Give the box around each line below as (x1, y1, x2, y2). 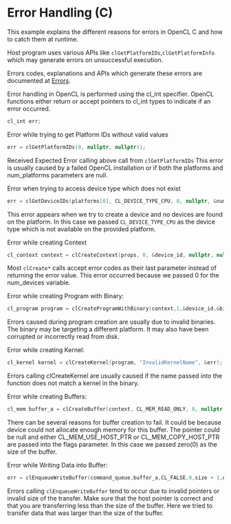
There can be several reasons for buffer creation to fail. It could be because (7, 418, 221, 427)
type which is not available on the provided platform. (7, 224, 156, 233)
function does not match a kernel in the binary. (7, 379, 140, 387)
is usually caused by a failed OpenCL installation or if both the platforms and (7, 164, 223, 172)
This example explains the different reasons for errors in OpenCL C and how (7, 28, 223, 36)
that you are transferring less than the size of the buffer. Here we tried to (7, 501, 213, 510)
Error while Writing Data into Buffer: (7, 461, 108, 469)
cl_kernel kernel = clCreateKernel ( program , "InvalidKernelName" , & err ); (7, 359, 223, 367)
